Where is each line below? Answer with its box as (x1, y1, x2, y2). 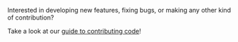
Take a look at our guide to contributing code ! (7, 27, 141, 35)
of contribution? (7, 13, 55, 22)
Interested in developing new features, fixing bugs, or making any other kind (7, 6, 232, 14)
